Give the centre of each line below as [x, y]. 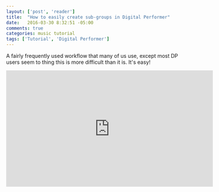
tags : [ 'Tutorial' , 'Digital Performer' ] [58, 39]
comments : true [25, 28]
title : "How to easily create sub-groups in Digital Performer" [88, 17]
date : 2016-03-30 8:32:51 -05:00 [50, 22]
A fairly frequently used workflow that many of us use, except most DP [92, 56]
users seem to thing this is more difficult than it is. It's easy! [78, 62]
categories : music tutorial [41, 34]
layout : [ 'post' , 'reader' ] [41, 12]
